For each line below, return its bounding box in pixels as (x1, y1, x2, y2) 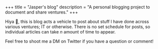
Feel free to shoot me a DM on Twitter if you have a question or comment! (5, 38, 154, 44)
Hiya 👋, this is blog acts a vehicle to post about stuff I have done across (5, 19, 149, 24)
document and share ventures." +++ (5, 9, 78, 15)
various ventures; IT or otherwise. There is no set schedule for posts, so (5, 24, 151, 30)
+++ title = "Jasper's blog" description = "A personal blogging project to (5, 4, 150, 10)
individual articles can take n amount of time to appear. (5, 29, 116, 34)
